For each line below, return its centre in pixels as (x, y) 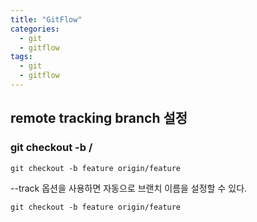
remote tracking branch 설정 (99, 118)
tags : (21, 57)
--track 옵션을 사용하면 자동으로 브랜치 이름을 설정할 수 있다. (129, 188)
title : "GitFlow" (46, 19)
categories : (35, 29)
